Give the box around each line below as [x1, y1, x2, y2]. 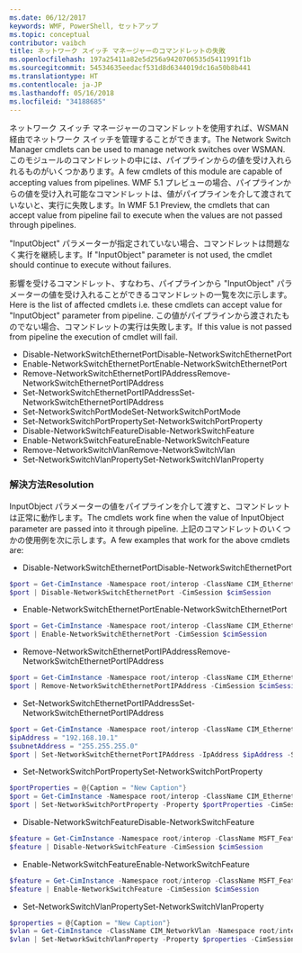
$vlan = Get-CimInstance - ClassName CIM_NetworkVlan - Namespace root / [9, 927, 280, 936]
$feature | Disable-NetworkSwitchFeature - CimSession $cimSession [9, 842, 263, 851]
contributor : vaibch [9, 38, 87, 48]
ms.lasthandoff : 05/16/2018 [9, 88, 115, 97]
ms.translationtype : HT [9, 72, 99, 81]
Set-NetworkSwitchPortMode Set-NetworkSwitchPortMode [22, 406, 241, 417]
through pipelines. [9, 220, 76, 231]
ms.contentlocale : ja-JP [9, 80, 102, 89]
